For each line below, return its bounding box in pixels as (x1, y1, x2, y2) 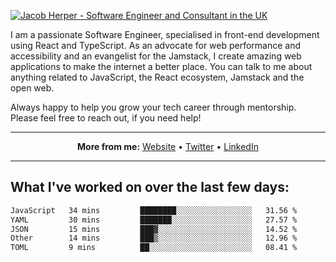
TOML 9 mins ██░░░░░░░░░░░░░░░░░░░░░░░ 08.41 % (10, 243, 298, 253)
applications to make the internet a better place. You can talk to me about (10, 61, 313, 72)
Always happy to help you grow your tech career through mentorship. (10, 101, 297, 113)
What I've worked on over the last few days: (10, 179, 290, 196)
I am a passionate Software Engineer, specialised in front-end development (10, 29, 320, 40)
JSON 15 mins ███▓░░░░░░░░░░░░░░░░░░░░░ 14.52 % (10, 224, 298, 234)
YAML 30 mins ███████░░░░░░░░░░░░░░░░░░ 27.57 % (10, 215, 298, 225)
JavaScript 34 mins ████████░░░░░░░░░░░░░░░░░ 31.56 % (10, 205, 298, 215)
